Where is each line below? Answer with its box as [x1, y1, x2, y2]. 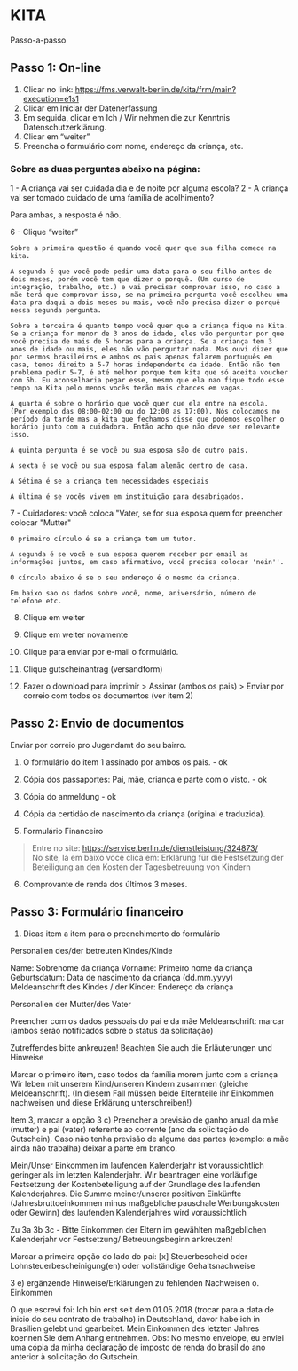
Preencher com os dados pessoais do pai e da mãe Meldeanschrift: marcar [10, 1015, 285, 1026]
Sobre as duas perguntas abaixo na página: [10, 162, 200, 175]
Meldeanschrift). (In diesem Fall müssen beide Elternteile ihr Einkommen [10, 1088, 274, 1099]
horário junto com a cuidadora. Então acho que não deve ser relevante [10, 422, 280, 431]
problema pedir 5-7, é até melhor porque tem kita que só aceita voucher [10, 368, 289, 377]
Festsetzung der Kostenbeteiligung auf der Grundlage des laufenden [10, 1178, 261, 1189]
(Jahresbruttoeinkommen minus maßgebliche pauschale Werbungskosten [10, 1197, 280, 1208]
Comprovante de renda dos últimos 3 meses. [22, 879, 188, 889]
